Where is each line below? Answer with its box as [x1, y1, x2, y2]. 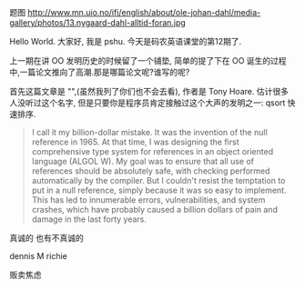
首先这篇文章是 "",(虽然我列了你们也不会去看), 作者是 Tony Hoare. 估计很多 [9, 86, 290, 96]
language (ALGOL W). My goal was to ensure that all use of [31, 156, 255, 166]
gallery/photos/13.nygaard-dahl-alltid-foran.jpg [9, 17, 187, 28]
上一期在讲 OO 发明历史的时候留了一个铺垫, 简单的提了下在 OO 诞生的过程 [9, 55, 287, 65]
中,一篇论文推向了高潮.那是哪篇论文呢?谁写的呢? [9, 66, 190, 77]
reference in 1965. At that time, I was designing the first [31, 136, 239, 147]
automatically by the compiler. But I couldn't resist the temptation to [31, 175, 286, 185]
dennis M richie [9, 251, 68, 261]
